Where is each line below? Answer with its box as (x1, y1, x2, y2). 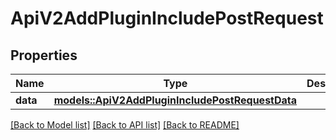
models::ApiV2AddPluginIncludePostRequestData (53, 93, 298, 107)
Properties (10, 47, 78, 64)
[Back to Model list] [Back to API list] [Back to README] (10, 119, 240, 131)
